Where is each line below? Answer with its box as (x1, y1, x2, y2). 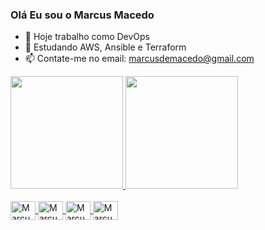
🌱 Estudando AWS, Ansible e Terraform (24, 41, 187, 53)
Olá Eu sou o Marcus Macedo (10, 8, 155, 22)
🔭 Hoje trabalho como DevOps (24, 31, 151, 43)
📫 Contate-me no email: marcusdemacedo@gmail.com (24, 53, 255, 65)
